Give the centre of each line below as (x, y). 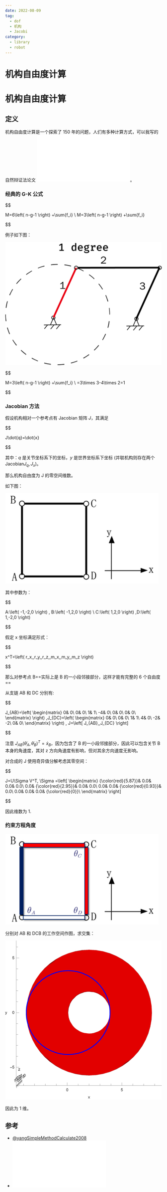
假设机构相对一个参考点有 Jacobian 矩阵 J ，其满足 (57, 418)
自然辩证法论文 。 (70, 180)
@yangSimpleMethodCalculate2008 (49, 1138)
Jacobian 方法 (22, 406)
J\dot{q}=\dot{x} (22, 438)
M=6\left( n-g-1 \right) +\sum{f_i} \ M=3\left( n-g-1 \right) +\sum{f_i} (75, 215)
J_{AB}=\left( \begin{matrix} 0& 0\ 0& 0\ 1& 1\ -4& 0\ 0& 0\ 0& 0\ (71, 713)
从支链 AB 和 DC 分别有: (30, 693)
